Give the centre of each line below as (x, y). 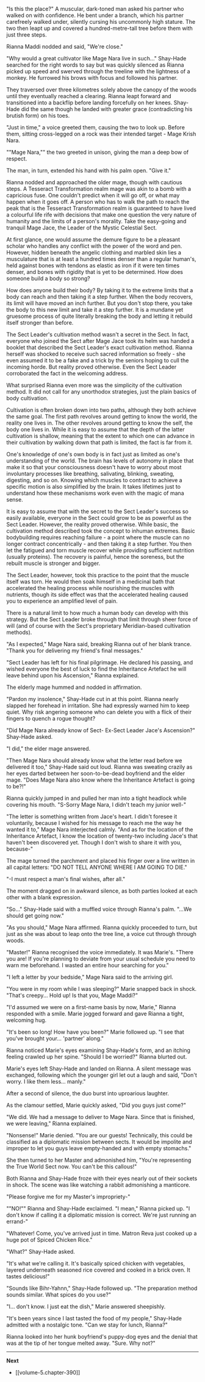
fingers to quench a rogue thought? (51, 718)
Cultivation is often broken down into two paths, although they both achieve (101, 410)
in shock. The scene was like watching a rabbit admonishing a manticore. (99, 1185)
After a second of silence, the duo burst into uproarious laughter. (88, 1093)
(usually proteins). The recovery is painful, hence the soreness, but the (95, 557)
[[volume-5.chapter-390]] (48, 1373)
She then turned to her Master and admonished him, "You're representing (99, 1160)
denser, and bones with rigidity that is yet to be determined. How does (95, 272)
